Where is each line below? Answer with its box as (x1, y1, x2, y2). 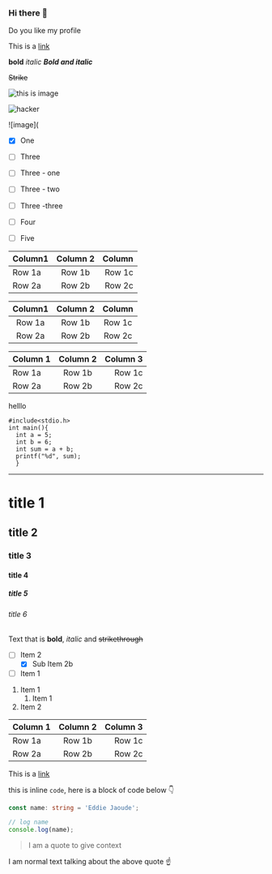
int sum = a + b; (15, 445, 74, 453)
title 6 (8, 609, 28, 619)
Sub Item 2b (32, 659, 74, 669)
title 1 (8, 494, 45, 512)
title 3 (8, 551, 32, 562)
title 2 (8, 526, 38, 540)
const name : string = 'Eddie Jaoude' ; (8, 803, 139, 812)
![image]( (8, 120, 39, 130)
